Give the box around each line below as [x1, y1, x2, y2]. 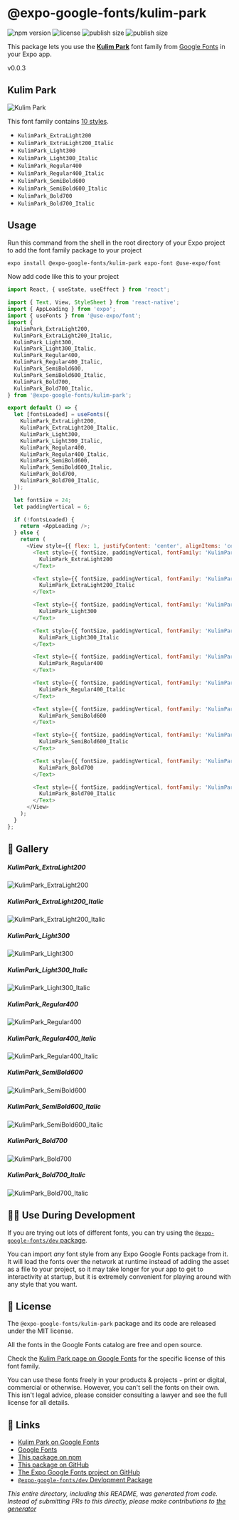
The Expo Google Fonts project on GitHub [17, 1468, 140, 1477]
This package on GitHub [17, 1460, 89, 1469]
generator [7, 1504, 37, 1513]
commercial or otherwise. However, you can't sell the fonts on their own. [7, 1383, 220, 1392]
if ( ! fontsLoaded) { [14, 516, 75, 524]
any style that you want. [7, 1280, 78, 1288]
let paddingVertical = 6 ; [14, 503, 91, 510]
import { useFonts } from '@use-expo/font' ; [7, 312, 142, 319]
